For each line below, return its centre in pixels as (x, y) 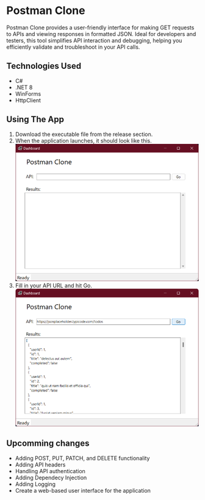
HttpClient (28, 100)
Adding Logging (35, 484)
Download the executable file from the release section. (84, 134)
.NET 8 (24, 87)
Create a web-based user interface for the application (83, 490)
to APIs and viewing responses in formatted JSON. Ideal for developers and (101, 34)
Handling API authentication (50, 471)
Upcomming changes (48, 444)
